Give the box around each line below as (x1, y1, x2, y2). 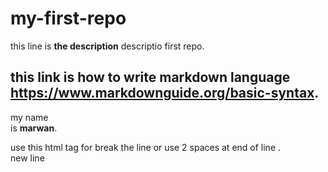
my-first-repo (10, 7, 127, 30)
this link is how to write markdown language (10, 69, 291, 86)
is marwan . (10, 122, 58, 134)
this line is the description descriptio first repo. (10, 40, 205, 52)
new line (10, 152, 45, 164)
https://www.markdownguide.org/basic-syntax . (10, 85, 320, 102)
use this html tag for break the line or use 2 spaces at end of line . (10, 141, 282, 153)
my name (10, 111, 49, 123)
